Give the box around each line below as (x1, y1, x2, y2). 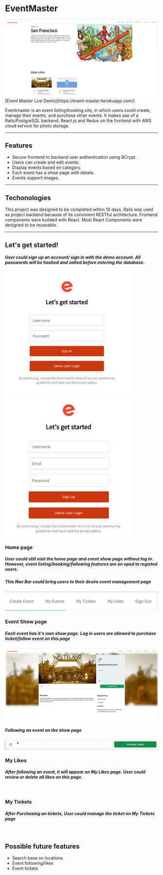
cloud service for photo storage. (5, 123, 69, 129)
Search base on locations (12, 855, 63, 861)
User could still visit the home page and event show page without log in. (5, 556, 154, 562)
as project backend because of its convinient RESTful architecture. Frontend (5, 212, 158, 218)
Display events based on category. (12, 165, 81, 170)
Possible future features (5, 842, 80, 850)
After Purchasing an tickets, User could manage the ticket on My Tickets (5, 811, 155, 817)
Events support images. (12, 175, 60, 181)
